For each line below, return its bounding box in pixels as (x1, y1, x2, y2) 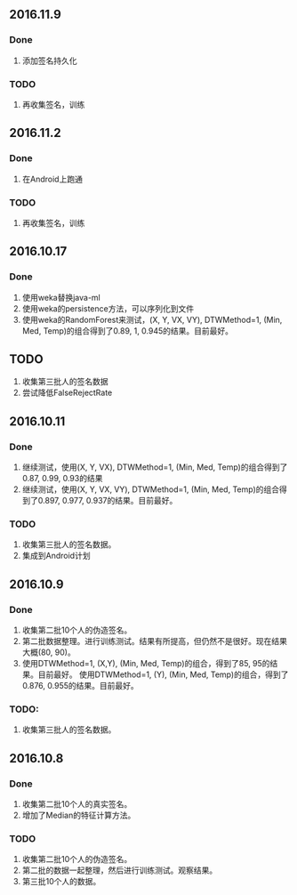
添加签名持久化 (21, 55, 77, 66)
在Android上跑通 (21, 173, 83, 184)
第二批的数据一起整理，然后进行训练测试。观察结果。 (21, 865, 218, 875)
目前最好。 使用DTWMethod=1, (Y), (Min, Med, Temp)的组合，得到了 (37, 669, 289, 680)
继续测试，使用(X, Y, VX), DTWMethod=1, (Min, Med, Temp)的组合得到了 (21, 462, 288, 472)
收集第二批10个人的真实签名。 (21, 799, 132, 810)
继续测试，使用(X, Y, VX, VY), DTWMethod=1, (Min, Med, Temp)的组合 (21, 484, 280, 495)
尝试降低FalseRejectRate (21, 387, 113, 399)
